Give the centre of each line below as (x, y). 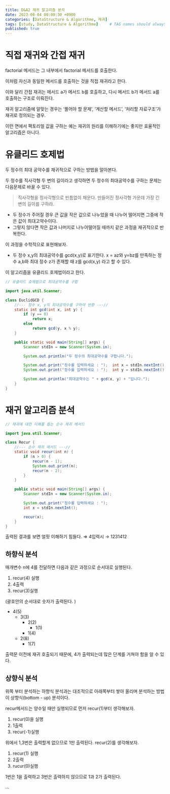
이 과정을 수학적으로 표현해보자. (36, 244)
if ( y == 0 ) (36, 314)
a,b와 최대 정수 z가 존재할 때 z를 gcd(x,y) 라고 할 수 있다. (75, 262)
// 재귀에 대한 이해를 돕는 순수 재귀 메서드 (45, 424)
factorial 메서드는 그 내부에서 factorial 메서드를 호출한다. (61, 70)
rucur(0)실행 (25, 766)
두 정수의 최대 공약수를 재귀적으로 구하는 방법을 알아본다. (61, 170)
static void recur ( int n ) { (44, 452)
